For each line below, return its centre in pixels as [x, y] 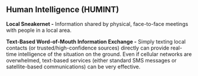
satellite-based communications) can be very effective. [73, 67]
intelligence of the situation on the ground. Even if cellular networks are [105, 54]
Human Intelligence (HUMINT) [63, 10]
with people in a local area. [39, 30]
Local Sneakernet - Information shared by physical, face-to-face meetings [97, 24]
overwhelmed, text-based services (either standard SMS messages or [92, 60]
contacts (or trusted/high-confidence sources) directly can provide [88, 48]
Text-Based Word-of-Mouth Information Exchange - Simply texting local [96, 41]
